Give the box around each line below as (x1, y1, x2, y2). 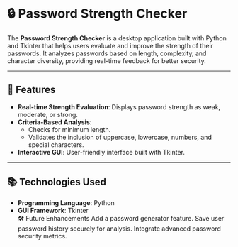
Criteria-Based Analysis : (17, 118, 92, 126)
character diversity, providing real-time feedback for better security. (7, 56, 207, 65)
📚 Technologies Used (7, 176, 106, 188)
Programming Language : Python (17, 198, 115, 207)
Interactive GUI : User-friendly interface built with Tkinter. (17, 148, 186, 156)
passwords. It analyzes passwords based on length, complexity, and (7, 49, 207, 57)
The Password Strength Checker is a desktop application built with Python (7, 33, 227, 43)
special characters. (28, 140, 84, 149)
